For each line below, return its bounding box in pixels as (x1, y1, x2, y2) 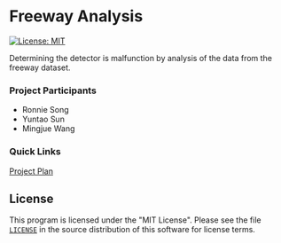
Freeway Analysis (9, 6, 144, 27)
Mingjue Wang (21, 123, 75, 134)
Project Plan (9, 166, 53, 176)
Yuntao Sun (21, 114, 65, 125)
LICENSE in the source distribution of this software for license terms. (9, 224, 255, 235)
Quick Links (9, 145, 61, 158)
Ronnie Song (21, 105, 69, 115)
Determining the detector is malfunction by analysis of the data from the (9, 52, 273, 63)
